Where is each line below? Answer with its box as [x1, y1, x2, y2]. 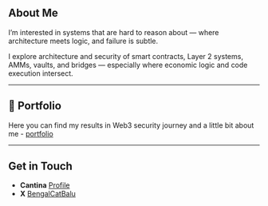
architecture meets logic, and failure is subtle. [8, 36, 159, 46]
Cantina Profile [19, 180, 70, 190]
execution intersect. [8, 68, 73, 78]
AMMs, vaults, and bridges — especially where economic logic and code [8, 60, 248, 69]
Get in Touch [8, 160, 73, 173]
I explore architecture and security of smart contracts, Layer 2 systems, [8, 51, 243, 61]
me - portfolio [8, 129, 53, 138]
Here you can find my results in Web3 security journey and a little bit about [8, 120, 254, 130]
